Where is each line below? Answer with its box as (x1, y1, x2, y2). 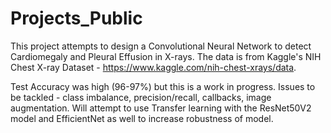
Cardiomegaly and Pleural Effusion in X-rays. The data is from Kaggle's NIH (10, 50, 322, 62)
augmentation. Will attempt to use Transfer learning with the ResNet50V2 (10, 102, 312, 114)
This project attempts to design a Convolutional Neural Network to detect (10, 40, 312, 52)
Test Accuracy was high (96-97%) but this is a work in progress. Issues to (10, 80, 316, 92)
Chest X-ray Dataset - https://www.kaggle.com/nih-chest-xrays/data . (10, 61, 297, 73)
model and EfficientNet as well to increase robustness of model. (10, 112, 274, 124)
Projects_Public (10, 7, 143, 30)
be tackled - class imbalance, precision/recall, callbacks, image (10, 91, 272, 103)
